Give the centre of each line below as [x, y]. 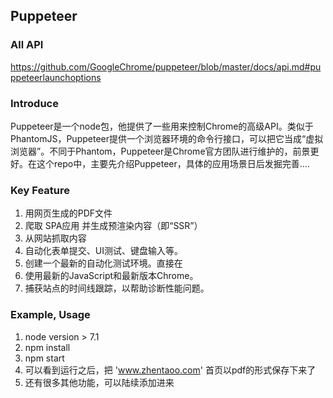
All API [27, 45]
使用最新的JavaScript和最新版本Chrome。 [111, 276]
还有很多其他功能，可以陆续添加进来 [99, 382]
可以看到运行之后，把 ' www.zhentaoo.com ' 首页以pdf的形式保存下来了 [170, 370]
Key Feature [40, 190]
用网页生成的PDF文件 [68, 213]
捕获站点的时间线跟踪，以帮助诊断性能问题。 [117, 288]
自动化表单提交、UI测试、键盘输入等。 [103, 251]
